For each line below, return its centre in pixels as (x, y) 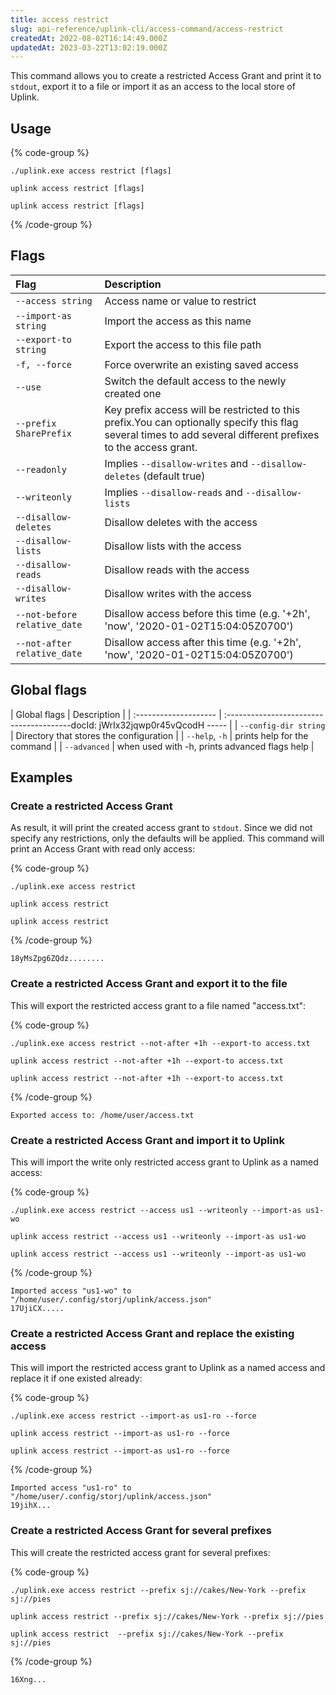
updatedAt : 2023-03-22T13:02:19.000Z (89, 47)
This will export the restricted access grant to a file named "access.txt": (158, 1005)
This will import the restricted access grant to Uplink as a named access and (168, 1368)
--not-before (46, 614)
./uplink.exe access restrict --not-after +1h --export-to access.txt (160, 1043)
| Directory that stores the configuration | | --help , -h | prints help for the (159, 735)
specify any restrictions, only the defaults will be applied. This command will (167, 838)
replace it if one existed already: (76, 1378)
